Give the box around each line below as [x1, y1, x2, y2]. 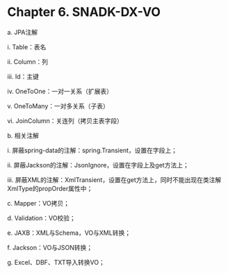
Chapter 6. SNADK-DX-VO [7, 4, 161, 20]
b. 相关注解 [7, 131, 40, 140]
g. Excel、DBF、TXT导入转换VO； [7, 258, 106, 266]
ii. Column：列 [7, 57, 49, 66]
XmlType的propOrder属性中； [7, 184, 93, 192]
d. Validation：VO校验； [7, 213, 76, 222]
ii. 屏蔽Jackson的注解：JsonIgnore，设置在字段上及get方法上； [7, 160, 189, 169]
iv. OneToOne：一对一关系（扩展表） [7, 87, 113, 95]
